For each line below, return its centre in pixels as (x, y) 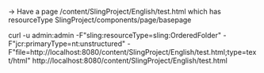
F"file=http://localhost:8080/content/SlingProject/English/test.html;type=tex (132, 52)
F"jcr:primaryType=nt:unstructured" (67, 44)
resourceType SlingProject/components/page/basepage (100, 20)
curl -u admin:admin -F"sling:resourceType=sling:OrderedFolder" (115, 35)
